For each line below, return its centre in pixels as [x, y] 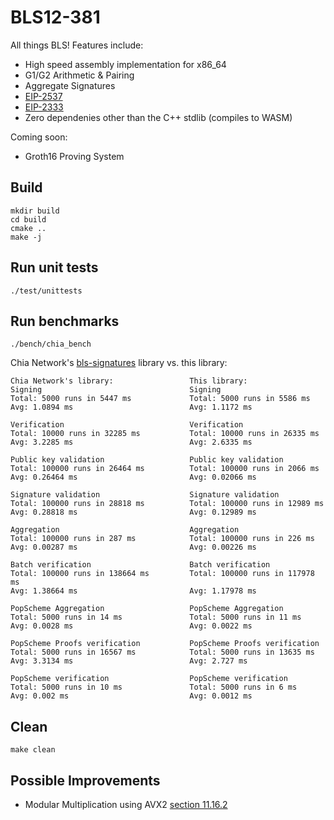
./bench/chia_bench [51, 344]
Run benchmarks [65, 321]
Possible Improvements [85, 780]
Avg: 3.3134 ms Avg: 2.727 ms [129, 661]
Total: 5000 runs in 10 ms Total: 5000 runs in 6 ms [154, 687]
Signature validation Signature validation [145, 495]
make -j [26, 237]
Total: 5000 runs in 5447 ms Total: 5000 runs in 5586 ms [160, 399]
